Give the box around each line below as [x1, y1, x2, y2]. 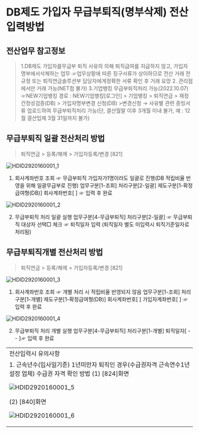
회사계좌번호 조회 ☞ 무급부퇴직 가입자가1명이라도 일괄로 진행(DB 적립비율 [14, 174, 185, 182]
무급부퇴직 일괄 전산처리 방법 [6, 133, 105, 144]
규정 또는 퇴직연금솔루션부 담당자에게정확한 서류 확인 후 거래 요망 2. [20, 78, 178, 84]
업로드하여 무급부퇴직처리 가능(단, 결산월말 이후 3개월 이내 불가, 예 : [27, 107, 184, 114]
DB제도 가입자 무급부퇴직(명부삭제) [6, 5, 167, 19]
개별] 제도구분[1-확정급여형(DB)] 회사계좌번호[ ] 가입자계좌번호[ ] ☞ [30, 295, 188, 303]
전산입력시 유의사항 [9, 349, 60, 358]
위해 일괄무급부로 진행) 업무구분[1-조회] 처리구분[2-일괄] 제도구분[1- [25, 182, 184, 189]
